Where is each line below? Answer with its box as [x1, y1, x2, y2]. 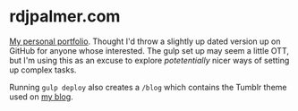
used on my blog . [9, 91, 73, 102]
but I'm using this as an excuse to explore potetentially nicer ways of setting [9, 55, 290, 65]
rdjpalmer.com [9, 6, 121, 27]
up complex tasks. [9, 64, 77, 75]
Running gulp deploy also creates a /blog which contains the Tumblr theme [9, 81, 287, 92]
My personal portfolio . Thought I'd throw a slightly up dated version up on [9, 36, 281, 47]
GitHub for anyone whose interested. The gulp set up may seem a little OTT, [9, 45, 289, 55]
